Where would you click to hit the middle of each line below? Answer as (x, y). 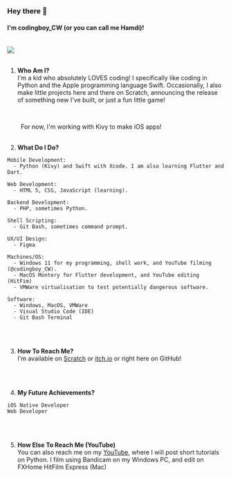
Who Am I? (33, 71)
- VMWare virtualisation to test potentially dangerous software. (111, 287)
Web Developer (28, 412)
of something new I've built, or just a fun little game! (91, 100)
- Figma (25, 245)
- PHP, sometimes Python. (51, 209)
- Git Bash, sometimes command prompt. (71, 227)
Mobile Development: (37, 160)
